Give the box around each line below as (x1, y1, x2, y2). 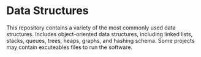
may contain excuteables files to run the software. (6, 44, 133, 51)
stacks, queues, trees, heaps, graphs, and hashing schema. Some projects (6, 37, 195, 44)
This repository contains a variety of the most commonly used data (6, 24, 176, 31)
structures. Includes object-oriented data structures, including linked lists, (6, 30, 193, 37)
